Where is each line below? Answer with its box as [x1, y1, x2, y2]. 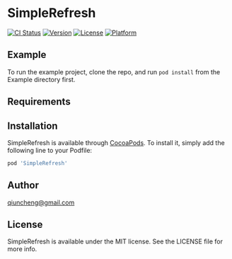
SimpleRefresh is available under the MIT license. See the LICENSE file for [7, 237, 223, 246]
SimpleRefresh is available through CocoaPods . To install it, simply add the [7, 138, 225, 146]
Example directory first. [7, 75, 76, 84]
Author [7, 179, 39, 192]
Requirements [7, 96, 71, 108]
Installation [7, 120, 58, 132]
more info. [7, 245, 37, 253]
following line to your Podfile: [7, 146, 93, 154]
